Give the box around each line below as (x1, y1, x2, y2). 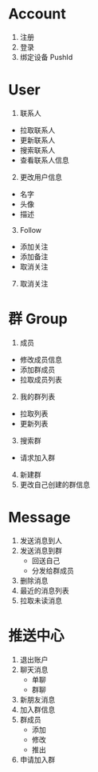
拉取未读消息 (19, 595, 62, 605)
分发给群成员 (31, 566, 74, 575)
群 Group (8, 310, 68, 328)
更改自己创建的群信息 (19, 479, 90, 489)
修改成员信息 (19, 354, 62, 364)
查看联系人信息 (19, 155, 69, 165)
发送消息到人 (19, 535, 62, 545)
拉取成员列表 (19, 374, 62, 384)
